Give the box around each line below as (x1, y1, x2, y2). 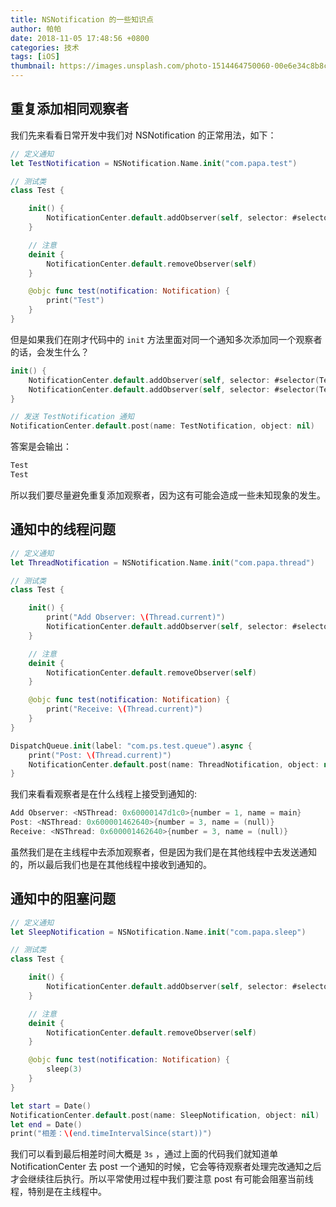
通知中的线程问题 (10, 521, 116, 538)
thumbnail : (10, 61, 56, 71)
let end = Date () (10, 1119, 83, 1130)
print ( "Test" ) (46, 296, 105, 306)
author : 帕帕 (10, 24, 62, 34)
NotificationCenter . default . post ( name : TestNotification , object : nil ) (10, 421, 315, 431)
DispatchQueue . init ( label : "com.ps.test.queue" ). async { (10, 741, 253, 751)
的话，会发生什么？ (10, 346, 90, 358)
